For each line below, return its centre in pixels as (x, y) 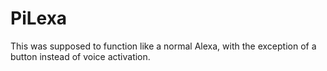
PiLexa (39, 18)
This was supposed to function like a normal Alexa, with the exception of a (163, 46)
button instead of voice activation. (80, 56)
